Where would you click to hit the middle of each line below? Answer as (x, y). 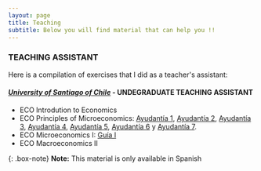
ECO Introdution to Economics (68, 110)
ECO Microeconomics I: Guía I (68, 135)
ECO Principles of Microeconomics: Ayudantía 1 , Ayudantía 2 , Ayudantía (135, 118)
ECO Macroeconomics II (58, 143)
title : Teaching (34, 23)
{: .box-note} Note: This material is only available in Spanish (105, 158)
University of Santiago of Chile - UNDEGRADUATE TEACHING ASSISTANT (130, 93)
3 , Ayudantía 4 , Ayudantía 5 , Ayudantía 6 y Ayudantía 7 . (108, 126)
